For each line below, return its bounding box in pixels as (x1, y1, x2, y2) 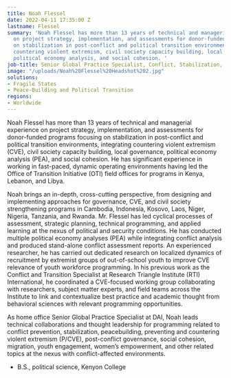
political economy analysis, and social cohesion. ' (13, 55, 168, 62)
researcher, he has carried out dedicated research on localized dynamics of (7, 248, 222, 256)
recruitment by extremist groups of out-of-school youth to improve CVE (7, 256, 210, 264)
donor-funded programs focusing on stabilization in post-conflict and (7, 133, 204, 141)
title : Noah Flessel (7, 10, 67, 17)
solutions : (7, 74, 38, 81)
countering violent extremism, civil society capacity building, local (13, 49, 223, 56)
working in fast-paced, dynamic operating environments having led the (7, 162, 208, 170)
